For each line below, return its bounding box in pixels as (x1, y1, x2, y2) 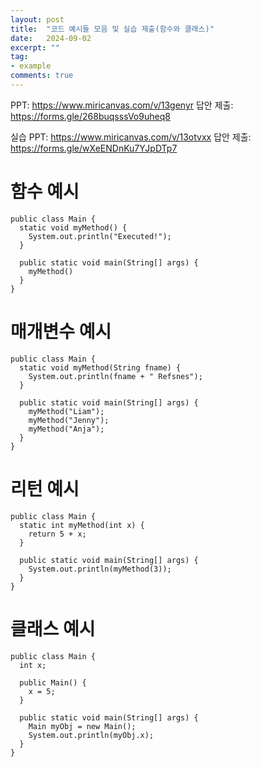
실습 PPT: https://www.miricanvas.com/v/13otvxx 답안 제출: (10, 131, 252, 143)
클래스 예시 (10, 617, 96, 640)
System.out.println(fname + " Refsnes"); (28, 371, 203, 381)
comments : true (10, 71, 74, 81)
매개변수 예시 (10, 321, 112, 343)
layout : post (10, 14, 65, 25)
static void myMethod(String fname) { (19, 362, 182, 373)
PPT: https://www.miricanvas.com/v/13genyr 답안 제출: (10, 99, 234, 111)
